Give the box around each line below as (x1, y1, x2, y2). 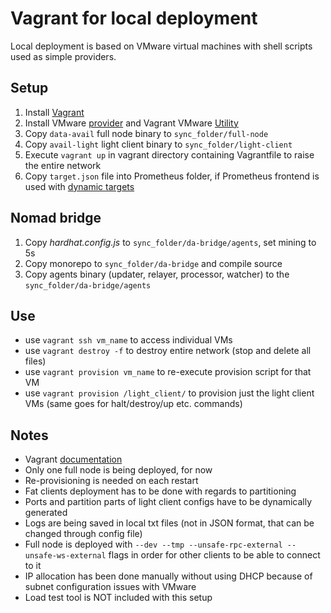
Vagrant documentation (24, 453, 123, 466)
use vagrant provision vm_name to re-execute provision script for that (24, 366, 312, 378)
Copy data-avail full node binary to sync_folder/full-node (24, 127, 269, 139)
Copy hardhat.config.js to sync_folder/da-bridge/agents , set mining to (24, 236, 317, 248)
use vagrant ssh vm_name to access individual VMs (24, 334, 233, 346)
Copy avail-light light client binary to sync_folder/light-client (24, 138, 293, 150)
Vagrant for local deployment (10, 7, 258, 30)
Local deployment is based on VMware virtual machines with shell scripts (10, 40, 313, 52)
